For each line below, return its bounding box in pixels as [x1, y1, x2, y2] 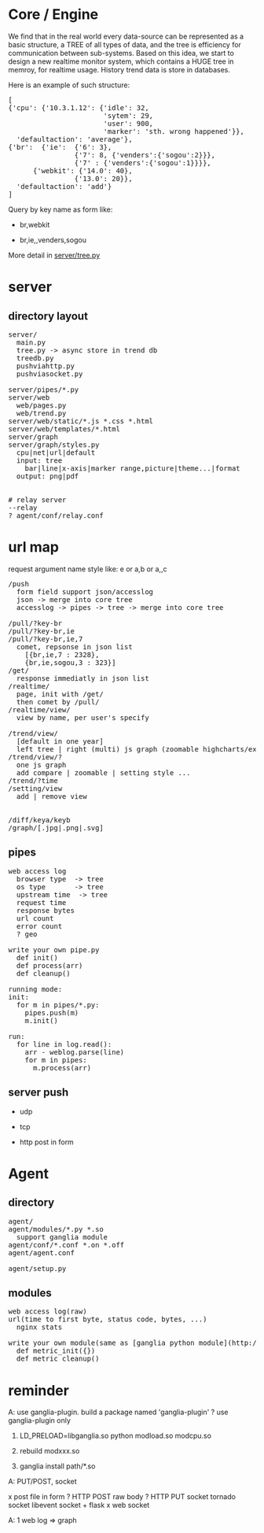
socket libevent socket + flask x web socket [8, 1501, 150, 1510]
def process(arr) [16, 961, 83, 970]
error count [16, 922, 63, 930]
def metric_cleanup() [16, 1354, 100, 1363]
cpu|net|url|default [16, 448, 96, 457]
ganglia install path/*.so [19, 1461, 96, 1471]
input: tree [16, 456, 63, 465]
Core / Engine [8, 6, 99, 24]
